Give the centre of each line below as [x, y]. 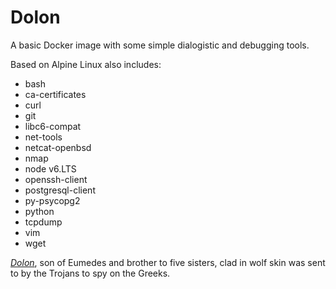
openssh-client [56, 179]
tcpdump [43, 222]
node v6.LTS [50, 168]
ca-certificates [55, 94]
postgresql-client [60, 190]
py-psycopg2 [52, 200]
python [39, 211]
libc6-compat [53, 126]
